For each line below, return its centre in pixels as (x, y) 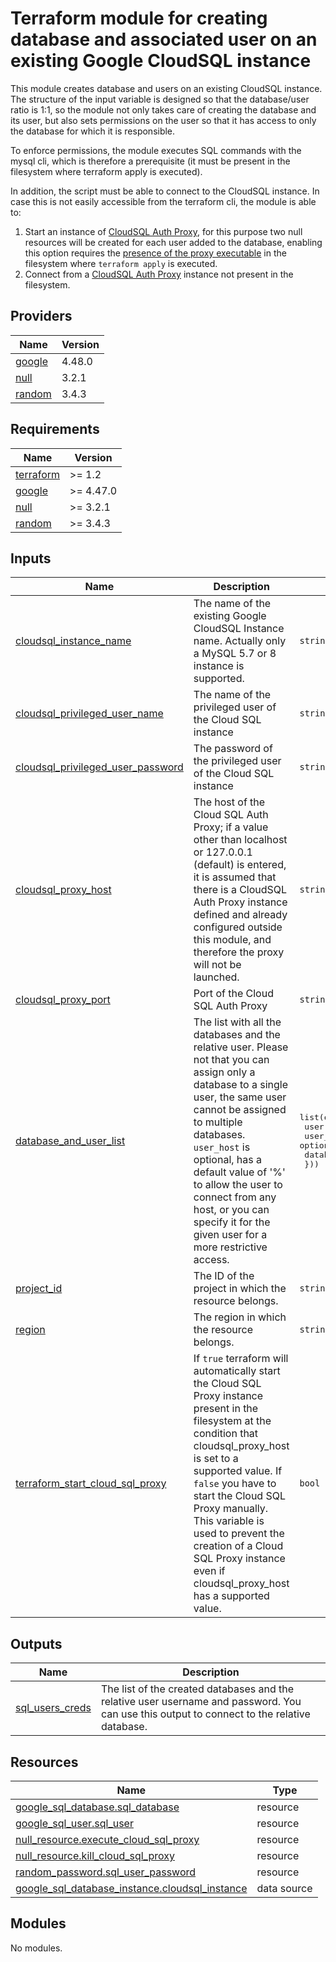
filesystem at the (232, 1421)
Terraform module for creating (139, 18)
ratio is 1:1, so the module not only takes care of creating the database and (163, 109)
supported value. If (238, 1471)
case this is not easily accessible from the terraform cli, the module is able (163, 201)
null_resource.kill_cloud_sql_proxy (95, 1855)
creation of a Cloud (238, 1546)
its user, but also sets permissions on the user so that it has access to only (163, 120)
